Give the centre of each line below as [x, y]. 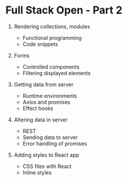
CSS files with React [47, 166]
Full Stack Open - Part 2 [64, 10]
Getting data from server [44, 84]
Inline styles [37, 172]
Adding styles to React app [46, 155]
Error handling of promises [55, 143]
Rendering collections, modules [52, 26]
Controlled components [51, 67]
